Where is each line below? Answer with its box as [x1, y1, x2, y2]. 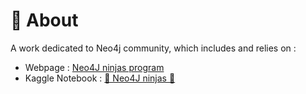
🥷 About [10, 9, 79, 32]
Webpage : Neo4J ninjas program [24, 61, 165, 73]
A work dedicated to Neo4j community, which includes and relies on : [10, 42, 297, 54]
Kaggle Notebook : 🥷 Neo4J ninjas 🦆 [24, 72, 176, 84]
